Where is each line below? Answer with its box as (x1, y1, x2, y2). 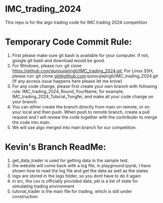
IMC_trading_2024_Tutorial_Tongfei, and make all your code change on (12, 94, 154, 99)
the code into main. (12, 119, 51, 125)
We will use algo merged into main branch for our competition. (12, 125, 137, 130)
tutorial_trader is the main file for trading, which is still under (12, 188, 132, 194)
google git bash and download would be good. (12, 57, 105, 63)
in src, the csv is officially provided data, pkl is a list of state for (12, 178, 138, 184)
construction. (12, 193, 39, 199)
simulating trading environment (12, 183, 75, 189)
